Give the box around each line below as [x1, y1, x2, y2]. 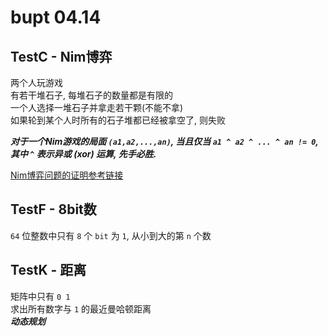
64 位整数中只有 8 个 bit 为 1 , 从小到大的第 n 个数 [10, 229, 212, 241]
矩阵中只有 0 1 [10, 290, 71, 302]
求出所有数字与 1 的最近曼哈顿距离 [10, 302, 152, 315]
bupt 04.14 [10, 6, 102, 29]
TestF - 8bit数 [10, 201, 97, 218]
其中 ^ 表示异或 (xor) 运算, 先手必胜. [10, 148, 157, 160]
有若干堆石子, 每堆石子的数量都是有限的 [10, 89, 173, 101]
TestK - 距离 [10, 262, 87, 279]
